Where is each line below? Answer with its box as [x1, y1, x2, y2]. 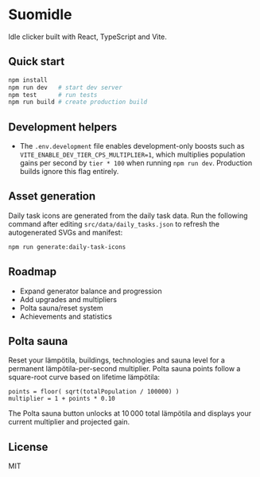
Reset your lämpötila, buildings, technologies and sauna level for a [8, 355, 225, 365]
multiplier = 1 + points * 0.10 [8, 395, 115, 403]
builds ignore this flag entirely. [19, 167, 119, 176]
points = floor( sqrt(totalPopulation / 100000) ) [8, 388, 180, 396]
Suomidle [8, 6, 72, 24]
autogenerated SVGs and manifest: [8, 227, 123, 237]
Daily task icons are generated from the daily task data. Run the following [8, 211, 248, 220]
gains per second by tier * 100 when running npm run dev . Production [19, 158, 253, 168]
